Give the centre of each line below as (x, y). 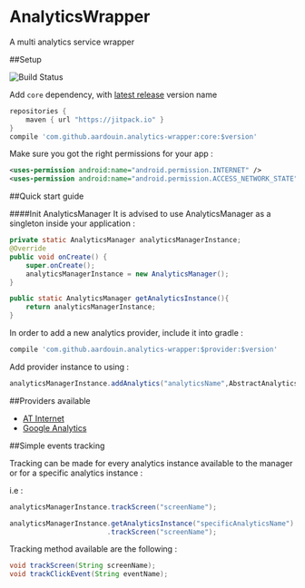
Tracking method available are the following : (93, 549)
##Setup (26, 59)
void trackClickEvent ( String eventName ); (89, 574)
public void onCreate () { (58, 257)
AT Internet (44, 418)
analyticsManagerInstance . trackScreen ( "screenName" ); (113, 507)
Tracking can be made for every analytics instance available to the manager (151, 463)
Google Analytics (54, 427)
